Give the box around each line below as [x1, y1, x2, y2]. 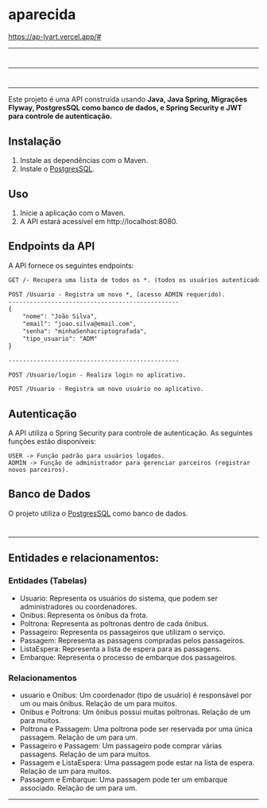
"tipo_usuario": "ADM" [22, 334, 98, 342]
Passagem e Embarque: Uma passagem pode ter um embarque [19, 775, 228, 784]
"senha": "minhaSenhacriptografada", [22, 327, 148, 335]
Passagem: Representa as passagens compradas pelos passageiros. [19, 636, 246, 645]
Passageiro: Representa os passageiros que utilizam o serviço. [19, 627, 226, 636]
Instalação [8, 134, 62, 148]
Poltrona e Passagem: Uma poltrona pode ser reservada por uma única [19, 725, 253, 734]
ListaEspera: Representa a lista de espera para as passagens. [19, 644, 222, 653]
